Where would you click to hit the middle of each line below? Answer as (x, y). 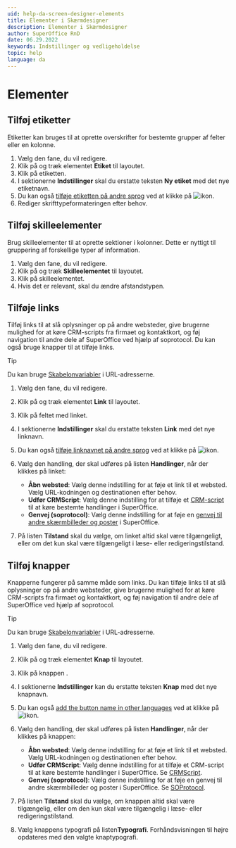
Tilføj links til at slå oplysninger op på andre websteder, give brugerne (108, 325)
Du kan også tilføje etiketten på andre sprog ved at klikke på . (116, 196)
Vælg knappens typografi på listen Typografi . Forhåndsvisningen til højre (123, 830)
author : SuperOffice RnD (44, 33)
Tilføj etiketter (39, 120)
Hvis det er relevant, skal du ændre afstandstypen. (91, 286)
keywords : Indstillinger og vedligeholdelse (74, 46)
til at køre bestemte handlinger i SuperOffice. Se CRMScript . (115, 773)
